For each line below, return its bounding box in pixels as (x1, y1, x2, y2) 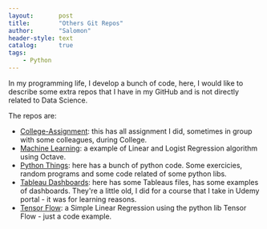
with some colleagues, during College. (19, 135, 148, 144)
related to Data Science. (8, 95, 88, 105)
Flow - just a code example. (19, 211, 112, 221)
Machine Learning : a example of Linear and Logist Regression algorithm (19, 143, 258, 153)
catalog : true (8, 42, 74, 50)
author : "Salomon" (8, 26, 91, 34)
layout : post (8, 11, 74, 20)
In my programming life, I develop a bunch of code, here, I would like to (8, 78, 244, 88)
